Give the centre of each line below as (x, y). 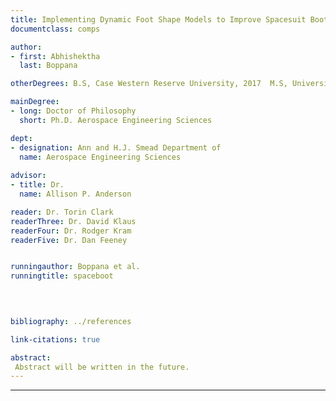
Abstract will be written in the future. (102, 367)
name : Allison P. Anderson (75, 194)
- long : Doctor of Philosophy (73, 111)
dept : (21, 138)
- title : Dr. (37, 185)
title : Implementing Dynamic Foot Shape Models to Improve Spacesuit (158, 19)
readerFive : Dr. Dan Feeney (69, 240)
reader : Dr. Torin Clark (62, 212)
